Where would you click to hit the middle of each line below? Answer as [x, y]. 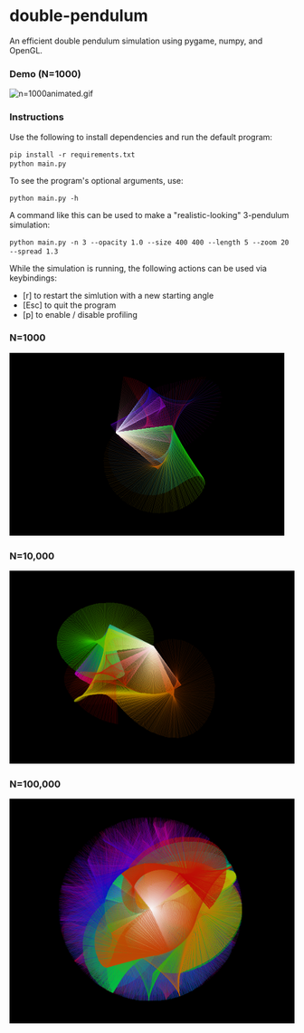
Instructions [37, 117]
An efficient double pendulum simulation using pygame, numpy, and [136, 41]
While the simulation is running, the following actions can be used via [138, 268]
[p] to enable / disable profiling [80, 314]
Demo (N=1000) [45, 73]
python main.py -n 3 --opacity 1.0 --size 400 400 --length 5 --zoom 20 [149, 242]
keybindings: [33, 278]
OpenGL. [26, 50]
